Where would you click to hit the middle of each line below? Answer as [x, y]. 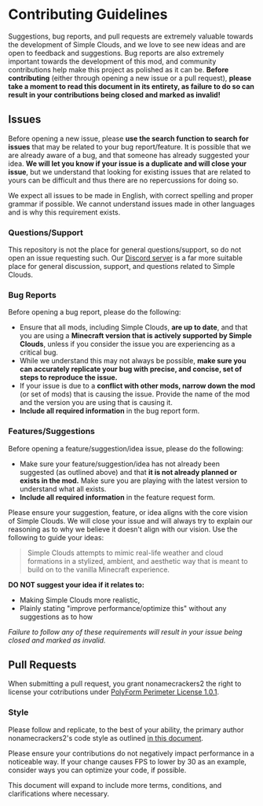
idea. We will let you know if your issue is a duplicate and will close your [128, 164]
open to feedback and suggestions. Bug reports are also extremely [116, 53]
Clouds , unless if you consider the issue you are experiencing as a [127, 344]
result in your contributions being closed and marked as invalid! [115, 94]
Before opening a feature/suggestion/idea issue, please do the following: [126, 448]
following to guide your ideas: [56, 537]
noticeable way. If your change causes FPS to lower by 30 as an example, [128, 761]
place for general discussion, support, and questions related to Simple [122, 267]
